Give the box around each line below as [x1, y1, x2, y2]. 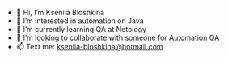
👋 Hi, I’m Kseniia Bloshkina [15, 8, 105, 17]
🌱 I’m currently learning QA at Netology [15, 25, 147, 33]
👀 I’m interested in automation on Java [15, 16, 144, 26]
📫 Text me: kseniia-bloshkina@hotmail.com [15, 42, 163, 51]
